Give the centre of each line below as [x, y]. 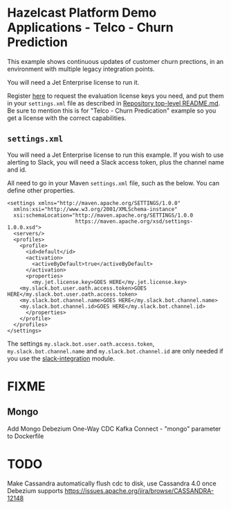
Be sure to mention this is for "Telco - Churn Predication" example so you [112, 110]
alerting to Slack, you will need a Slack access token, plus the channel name [116, 162]
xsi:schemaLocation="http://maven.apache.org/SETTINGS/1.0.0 [103, 215]
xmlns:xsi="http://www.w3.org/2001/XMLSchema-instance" [95, 209]
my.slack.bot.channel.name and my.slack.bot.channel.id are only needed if [115, 351]
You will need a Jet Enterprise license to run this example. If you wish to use [115, 155]
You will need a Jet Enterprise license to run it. [73, 82]
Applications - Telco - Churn [91, 27]
